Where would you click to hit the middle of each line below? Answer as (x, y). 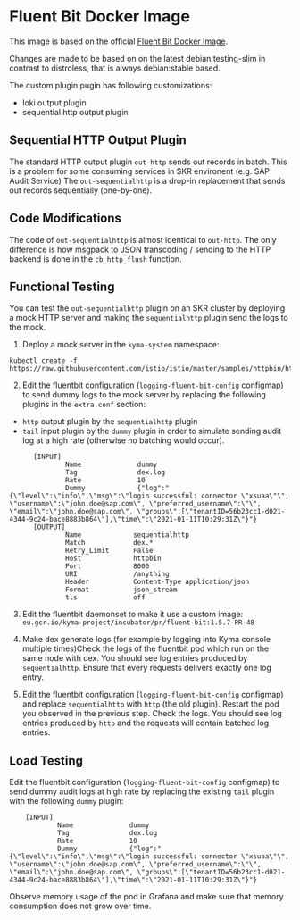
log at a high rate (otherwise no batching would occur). (123, 440)
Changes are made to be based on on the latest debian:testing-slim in (137, 58)
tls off (105, 598)
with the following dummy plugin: (67, 801)
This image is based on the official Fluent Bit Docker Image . (119, 41)
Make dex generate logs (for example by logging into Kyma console (146, 640)
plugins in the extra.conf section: (83, 405)
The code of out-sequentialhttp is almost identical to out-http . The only (143, 239)
